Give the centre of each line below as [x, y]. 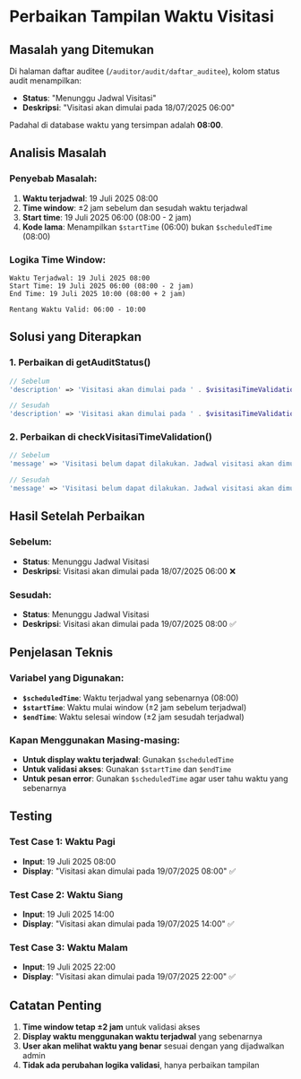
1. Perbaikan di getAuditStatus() [80, 362]
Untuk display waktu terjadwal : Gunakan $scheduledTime [128, 759]
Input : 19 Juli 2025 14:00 [68, 914]
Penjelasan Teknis [61, 653]
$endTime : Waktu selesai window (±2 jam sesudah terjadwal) [133, 717]
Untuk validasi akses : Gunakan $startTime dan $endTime [127, 769]
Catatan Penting [56, 1005]
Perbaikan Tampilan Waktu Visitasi [142, 17]
